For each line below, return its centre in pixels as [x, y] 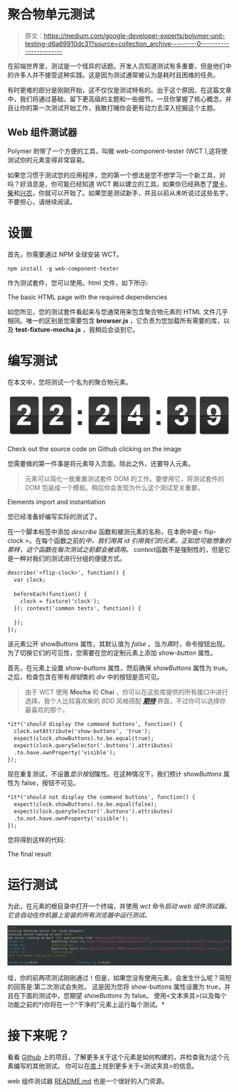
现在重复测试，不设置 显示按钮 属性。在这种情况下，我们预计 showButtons [115, 774]
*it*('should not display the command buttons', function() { [101, 797]
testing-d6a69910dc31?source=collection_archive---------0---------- [127, 43]
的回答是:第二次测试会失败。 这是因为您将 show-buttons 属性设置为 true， [116, 987]
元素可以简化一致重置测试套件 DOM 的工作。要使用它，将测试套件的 [124, 479]
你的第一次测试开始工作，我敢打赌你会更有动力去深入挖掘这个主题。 [119, 108]
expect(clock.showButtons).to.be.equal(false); [86, 804]
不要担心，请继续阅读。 [42, 202]
